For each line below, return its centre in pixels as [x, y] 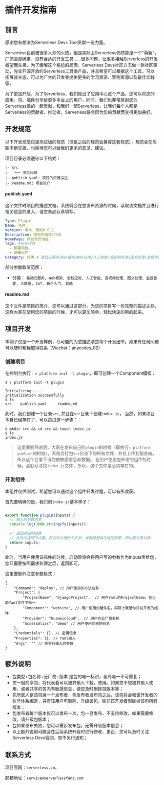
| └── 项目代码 [21, 173]
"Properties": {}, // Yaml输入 [45, 638]
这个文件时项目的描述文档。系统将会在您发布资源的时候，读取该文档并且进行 [82, 206]
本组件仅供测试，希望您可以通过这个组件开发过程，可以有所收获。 [71, 491]
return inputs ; [25, 542]
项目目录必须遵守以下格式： [33, 158]
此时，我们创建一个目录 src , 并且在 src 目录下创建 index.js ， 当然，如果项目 [80, 414]
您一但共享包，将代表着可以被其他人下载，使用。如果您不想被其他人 [81, 683]
